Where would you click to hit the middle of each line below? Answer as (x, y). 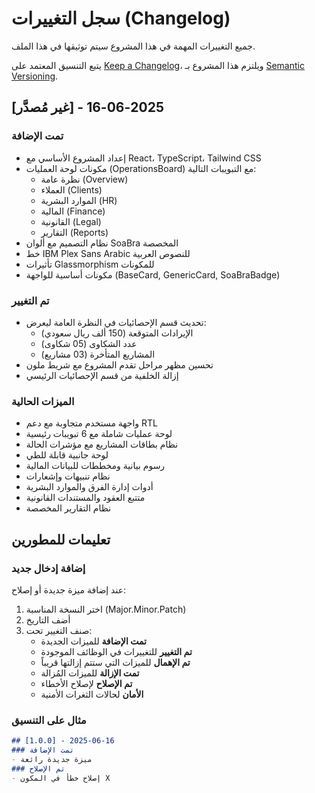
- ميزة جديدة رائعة (52, 759)
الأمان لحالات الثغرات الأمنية (92, 694)
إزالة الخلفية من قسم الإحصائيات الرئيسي (102, 375)
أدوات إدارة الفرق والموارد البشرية (89, 487)
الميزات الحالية (43, 401)
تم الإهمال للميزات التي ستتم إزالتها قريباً (115, 662)
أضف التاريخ (48, 619)
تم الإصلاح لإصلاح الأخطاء (86, 683)
